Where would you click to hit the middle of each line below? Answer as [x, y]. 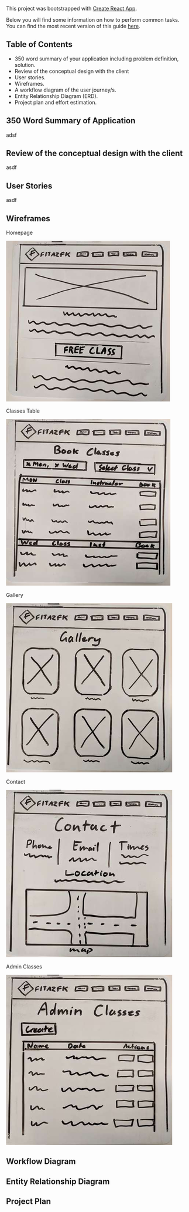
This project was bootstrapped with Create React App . [72, 9]
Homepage [20, 233]
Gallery [15, 595]
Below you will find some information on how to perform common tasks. [93, 20]
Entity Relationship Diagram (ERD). [56, 96]
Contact [16, 782]
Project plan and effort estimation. [56, 102]
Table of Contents [39, 44]
